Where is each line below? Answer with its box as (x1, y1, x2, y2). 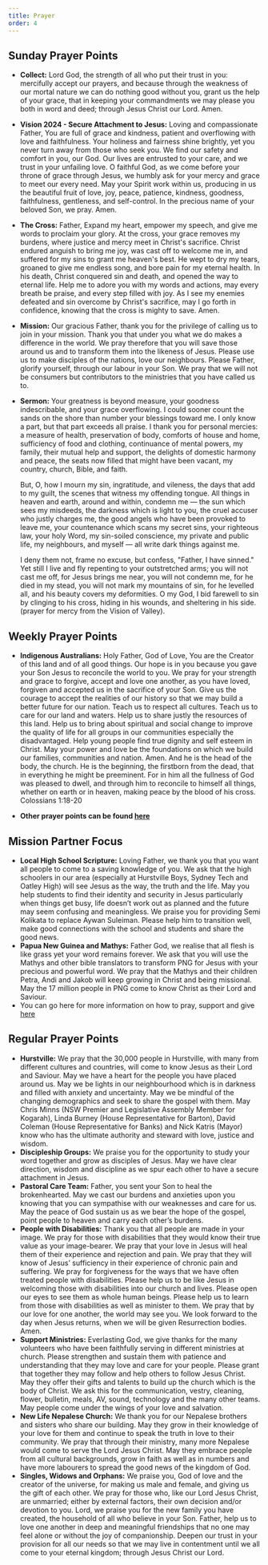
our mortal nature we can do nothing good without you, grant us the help (19, 87, 260, 97)
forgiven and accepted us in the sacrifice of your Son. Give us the (19, 685, 237, 694)
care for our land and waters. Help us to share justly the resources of (19, 710, 248, 720)
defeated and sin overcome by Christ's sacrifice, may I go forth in (19, 297, 236, 307)
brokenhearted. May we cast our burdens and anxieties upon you (19, 1190, 236, 1199)
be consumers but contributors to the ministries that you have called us (19, 372, 256, 382)
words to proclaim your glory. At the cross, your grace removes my (19, 229, 241, 239)
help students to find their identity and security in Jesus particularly (19, 889, 243, 899)
